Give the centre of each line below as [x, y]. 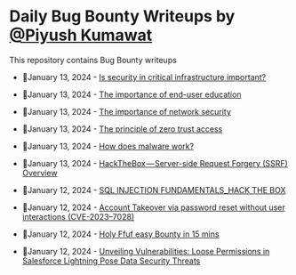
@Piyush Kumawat [81, 35]
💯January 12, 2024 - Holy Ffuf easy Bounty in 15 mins [120, 234]
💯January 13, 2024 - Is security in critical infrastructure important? [144, 77]
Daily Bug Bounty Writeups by [122, 16]
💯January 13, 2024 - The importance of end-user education [132, 94]
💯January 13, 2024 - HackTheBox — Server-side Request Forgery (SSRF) [155, 163]
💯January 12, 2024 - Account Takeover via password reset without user [154, 207]
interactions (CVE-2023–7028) [78, 216]
